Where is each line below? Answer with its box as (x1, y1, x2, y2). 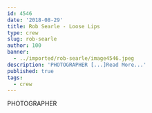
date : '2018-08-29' (7, 17, 64, 23)
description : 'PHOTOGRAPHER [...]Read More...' (7, 61, 147, 68)
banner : (7, 49, 30, 56)
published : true (7, 68, 54, 74)
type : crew (7, 29, 39, 37)
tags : (7, 74, 23, 81)
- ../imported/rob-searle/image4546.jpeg (13, 55, 135, 62)
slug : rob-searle (7, 36, 57, 43)
